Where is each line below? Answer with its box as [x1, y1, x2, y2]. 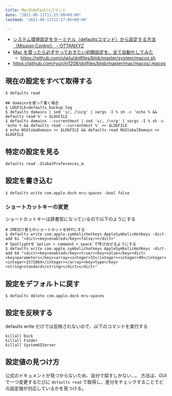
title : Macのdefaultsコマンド [5, 7, 66, 13]
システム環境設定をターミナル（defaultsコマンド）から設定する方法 [12, 37, 156, 43]
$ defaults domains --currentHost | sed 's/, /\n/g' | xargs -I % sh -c [5, 119, 164, 124]
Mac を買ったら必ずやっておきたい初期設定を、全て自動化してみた [12, 49, 154, 56]
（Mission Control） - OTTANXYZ [12, 43, 84, 49]
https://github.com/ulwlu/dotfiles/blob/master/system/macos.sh [20, 55, 156, 61]
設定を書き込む [5, 176, 53, 185]
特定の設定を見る [5, 147, 60, 156]
